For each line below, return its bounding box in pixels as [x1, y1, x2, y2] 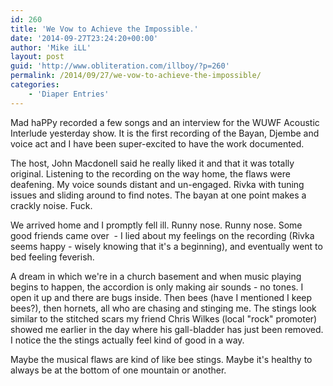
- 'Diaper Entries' [28, 89, 110, 99]
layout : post [10, 52, 65, 62]
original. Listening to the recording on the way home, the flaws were [10, 167, 291, 180]
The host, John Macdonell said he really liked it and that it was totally [10, 157, 295, 169]
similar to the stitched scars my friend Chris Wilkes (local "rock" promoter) [10, 312, 318, 325]
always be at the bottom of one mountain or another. [10, 364, 227, 376]
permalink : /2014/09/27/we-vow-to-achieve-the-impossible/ [10, 71, 262, 81]
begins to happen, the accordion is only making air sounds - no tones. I [10, 281, 304, 293]
